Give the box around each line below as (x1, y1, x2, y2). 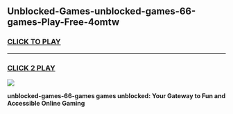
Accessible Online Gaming (7, 99, 85, 107)
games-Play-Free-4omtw (7, 17, 120, 28)
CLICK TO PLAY (7, 37, 61, 47)
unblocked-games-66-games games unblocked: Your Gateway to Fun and (7, 91, 226, 99)
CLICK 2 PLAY (7, 63, 55, 73)
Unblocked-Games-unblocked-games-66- (7, 6, 196, 17)
